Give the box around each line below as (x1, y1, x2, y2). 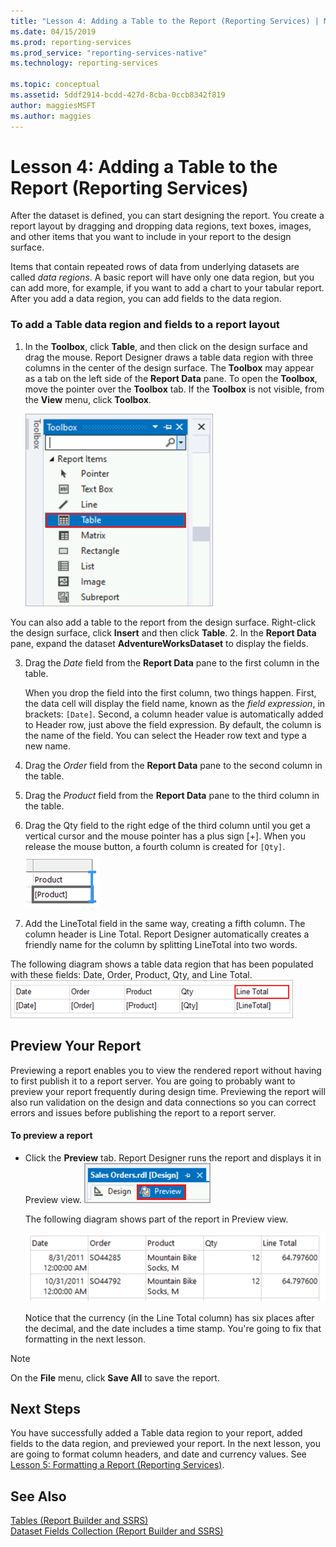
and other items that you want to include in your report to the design (10, 231, 292, 243)
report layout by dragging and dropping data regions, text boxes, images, (10, 220, 312, 232)
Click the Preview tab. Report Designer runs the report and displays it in (24, 1151, 322, 1164)
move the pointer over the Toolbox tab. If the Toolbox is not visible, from (24, 383, 325, 395)
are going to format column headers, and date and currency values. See (10, 1448, 307, 1460)
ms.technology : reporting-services (10, 58, 159, 69)
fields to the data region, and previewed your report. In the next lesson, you (10, 1438, 322, 1450)
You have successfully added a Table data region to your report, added (10, 1427, 303, 1439)
